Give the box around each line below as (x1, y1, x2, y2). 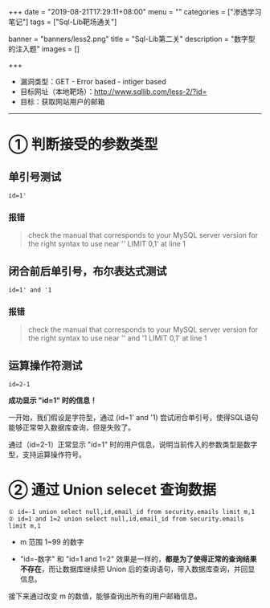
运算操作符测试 (8, 358, 83, 372)
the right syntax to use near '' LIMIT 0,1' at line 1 (27, 239, 186, 249)
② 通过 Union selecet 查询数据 (8, 481, 217, 500)
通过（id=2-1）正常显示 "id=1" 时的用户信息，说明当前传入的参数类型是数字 (8, 440, 258, 450)
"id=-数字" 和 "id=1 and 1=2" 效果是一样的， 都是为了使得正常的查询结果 (19, 554, 257, 564)
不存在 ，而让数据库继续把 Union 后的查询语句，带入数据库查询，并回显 (19, 565, 256, 574)
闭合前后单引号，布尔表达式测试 (8, 264, 167, 278)
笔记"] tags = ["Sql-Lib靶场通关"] (8, 17, 117, 27)
